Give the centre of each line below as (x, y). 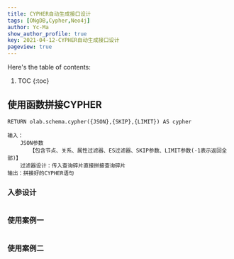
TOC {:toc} (33, 81)
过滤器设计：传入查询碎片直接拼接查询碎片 (73, 165)
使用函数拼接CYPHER (55, 105)
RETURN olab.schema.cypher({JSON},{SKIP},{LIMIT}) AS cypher (100, 121)
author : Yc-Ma (28, 27)
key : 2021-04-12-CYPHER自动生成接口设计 (63, 40)
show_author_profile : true (47, 34)
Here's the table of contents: (49, 67)
